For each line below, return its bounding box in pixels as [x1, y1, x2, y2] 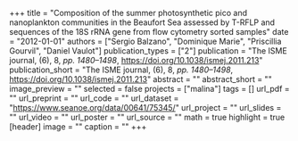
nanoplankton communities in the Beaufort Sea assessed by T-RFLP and [9, 17, 275, 28]
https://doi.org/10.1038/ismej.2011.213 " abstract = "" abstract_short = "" [9, 74, 272, 84]
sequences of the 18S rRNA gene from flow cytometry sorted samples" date [9, 27, 289, 37]
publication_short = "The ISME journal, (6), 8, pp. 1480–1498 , [9, 64, 234, 75]
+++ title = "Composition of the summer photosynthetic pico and [9, 8, 248, 18]
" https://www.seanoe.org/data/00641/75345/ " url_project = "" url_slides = [9, 103, 282, 112]
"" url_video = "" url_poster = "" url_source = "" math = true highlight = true [9, 112, 286, 122]
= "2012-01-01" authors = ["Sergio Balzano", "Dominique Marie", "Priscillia [9, 36, 282, 46]
